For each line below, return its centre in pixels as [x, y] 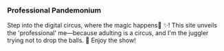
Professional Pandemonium [54, 10]
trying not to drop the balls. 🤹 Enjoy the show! [71, 41]
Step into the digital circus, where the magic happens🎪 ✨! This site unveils [112, 25]
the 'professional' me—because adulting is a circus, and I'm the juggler [108, 33]
